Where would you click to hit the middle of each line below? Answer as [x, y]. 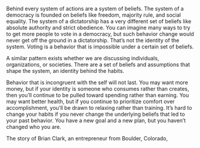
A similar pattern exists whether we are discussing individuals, [83, 58]
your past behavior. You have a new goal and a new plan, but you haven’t [96, 121]
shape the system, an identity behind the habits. [65, 71]
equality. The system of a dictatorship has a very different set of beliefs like [99, 21]
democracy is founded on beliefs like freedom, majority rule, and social [93, 15]
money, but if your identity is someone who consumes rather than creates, [98, 89]
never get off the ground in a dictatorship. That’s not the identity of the [93, 40]
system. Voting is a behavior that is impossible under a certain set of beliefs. [100, 47]
